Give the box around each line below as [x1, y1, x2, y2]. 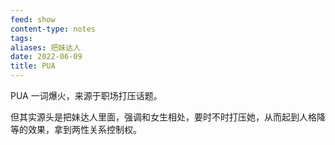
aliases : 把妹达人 [10, 42, 82, 53]
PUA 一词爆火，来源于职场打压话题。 [10, 90, 163, 101]
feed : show [10, 14, 56, 25]
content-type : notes [10, 24, 97, 34]
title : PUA [10, 61, 56, 71]
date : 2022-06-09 [10, 52, 83, 62]
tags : [10, 33, 33, 43]
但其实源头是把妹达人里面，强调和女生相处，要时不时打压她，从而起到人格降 [10, 111, 326, 123]
